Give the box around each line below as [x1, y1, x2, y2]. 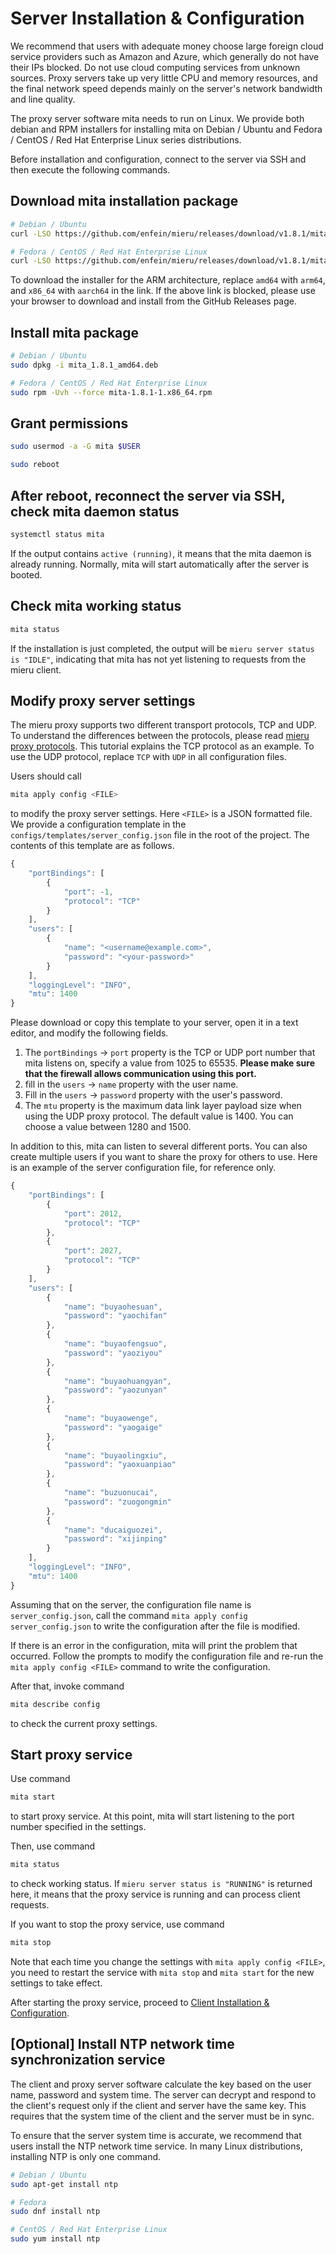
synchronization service [10, 2052, 166, 2069]
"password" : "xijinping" [63, 1534, 168, 1544]
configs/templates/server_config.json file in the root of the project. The [10, 829, 310, 841]
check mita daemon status [10, 503, 180, 520]
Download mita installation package [10, 193, 239, 210]
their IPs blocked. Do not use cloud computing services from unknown [10, 61, 301, 73]
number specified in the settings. [10, 1821, 147, 1833]
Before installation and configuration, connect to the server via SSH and [10, 153, 307, 165]
